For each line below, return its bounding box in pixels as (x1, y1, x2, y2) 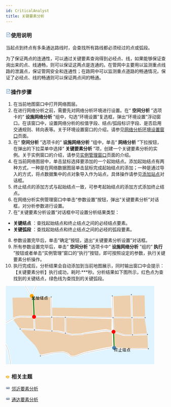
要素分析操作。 (13, 256, 45, 262)
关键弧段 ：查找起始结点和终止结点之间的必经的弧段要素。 (13, 227, 135, 233)
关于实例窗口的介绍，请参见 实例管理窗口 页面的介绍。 (22, 152, 133, 158)
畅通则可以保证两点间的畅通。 (41, 74, 104, 80)
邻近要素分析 (11, 386, 39, 392)
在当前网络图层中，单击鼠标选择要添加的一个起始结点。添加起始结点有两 (13, 158, 164, 165)
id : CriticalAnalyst (6, 8, 50, 13)
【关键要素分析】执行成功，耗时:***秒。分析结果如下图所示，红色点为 (13, 269, 159, 275)
